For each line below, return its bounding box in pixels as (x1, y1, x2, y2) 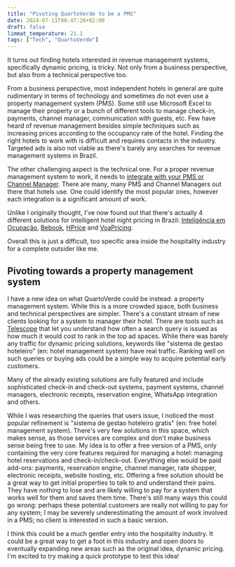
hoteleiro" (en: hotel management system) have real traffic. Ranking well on (7, 346, 225, 355)
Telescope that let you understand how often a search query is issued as (7, 324, 217, 332)
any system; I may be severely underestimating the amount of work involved (7, 508, 228, 516)
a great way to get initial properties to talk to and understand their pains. (7, 478, 216, 487)
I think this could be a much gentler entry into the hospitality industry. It (7, 529, 213, 537)
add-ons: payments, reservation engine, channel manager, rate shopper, (7, 463, 217, 471)
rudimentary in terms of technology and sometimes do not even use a (7, 92, 209, 100)
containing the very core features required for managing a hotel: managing (7, 448, 223, 457)
